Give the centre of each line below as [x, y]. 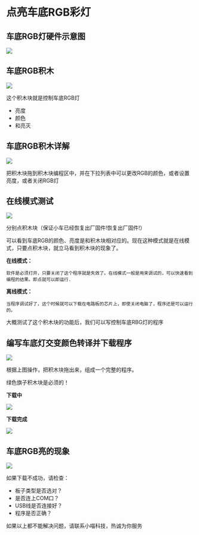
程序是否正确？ [33, 513]
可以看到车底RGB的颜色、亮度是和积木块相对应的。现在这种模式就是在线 [95, 241]
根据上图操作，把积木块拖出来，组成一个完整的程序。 [72, 370]
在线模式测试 [30, 201]
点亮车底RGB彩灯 [48, 12]
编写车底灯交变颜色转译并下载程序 [69, 343]
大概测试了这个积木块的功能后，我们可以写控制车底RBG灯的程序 [85, 322]
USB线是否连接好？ [39, 506]
